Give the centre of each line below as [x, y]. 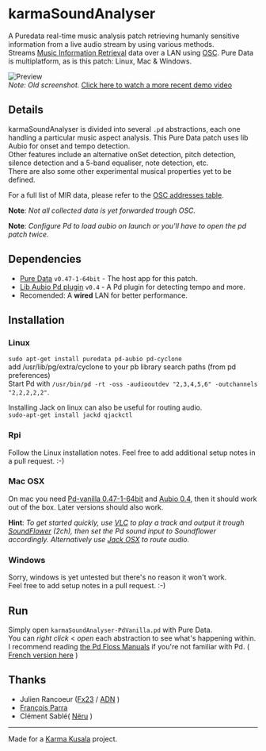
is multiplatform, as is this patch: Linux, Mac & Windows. [100, 61]
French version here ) [43, 655]
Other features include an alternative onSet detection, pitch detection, [122, 154]
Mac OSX [27, 481]
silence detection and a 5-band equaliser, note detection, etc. [108, 163]
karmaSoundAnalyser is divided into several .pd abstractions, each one [124, 129]
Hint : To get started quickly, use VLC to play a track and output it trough [126, 522]
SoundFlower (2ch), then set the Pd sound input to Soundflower [112, 531]
